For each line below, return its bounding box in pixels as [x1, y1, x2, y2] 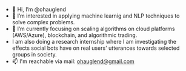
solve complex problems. [12, 19, 75, 25]
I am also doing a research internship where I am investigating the [12, 38, 177, 45]
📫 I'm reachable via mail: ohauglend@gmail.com [12, 58, 135, 65]
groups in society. [12, 51, 58, 58]
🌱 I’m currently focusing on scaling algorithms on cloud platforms [12, 25, 175, 32]
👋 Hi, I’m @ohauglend [12, 6, 67, 13]
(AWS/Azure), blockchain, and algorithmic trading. [12, 32, 138, 39]
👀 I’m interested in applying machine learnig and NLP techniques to [12, 12, 180, 19]
